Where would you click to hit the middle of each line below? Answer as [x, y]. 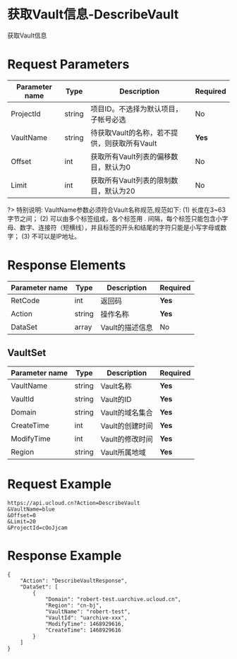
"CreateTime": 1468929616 [83, 630]
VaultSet [27, 353]
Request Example [59, 484]
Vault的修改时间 [127, 439]
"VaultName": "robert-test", [88, 612]
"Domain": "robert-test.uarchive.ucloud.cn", [113, 599]
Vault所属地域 [123, 452]
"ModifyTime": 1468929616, [85, 624]
